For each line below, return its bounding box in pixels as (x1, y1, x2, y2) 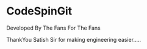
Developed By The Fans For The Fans (6, 24, 101, 31)
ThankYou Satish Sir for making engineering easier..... (6, 36, 142, 43)
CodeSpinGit (6, 4, 73, 18)
